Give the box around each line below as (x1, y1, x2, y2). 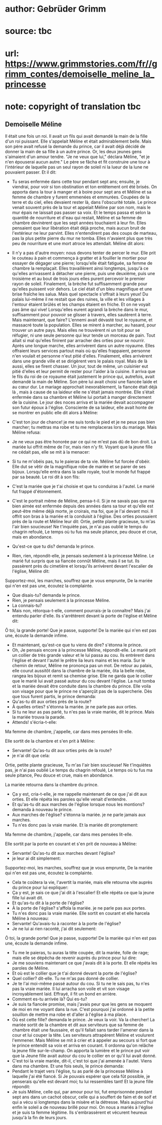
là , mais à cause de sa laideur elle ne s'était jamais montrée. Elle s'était (12, 389, 155, 395)
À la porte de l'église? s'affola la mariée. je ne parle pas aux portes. (12, 905, 147, 911)
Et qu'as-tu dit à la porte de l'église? (12, 900, 85, 906)
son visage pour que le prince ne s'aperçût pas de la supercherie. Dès (12, 688, 152, 694)
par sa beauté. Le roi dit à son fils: (12, 474, 80, 480)
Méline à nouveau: (12, 915, 49, 921)
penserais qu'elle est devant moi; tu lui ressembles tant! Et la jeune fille (12, 1078, 154, 1084)
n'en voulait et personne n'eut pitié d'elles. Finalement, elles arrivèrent (12, 353, 152, 359)
